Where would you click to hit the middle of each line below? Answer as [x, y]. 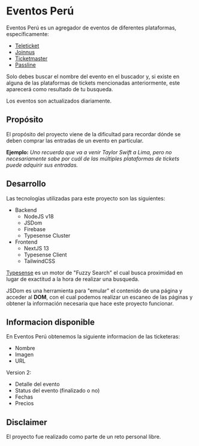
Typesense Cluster [47, 235]
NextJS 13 [36, 248]
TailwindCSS [40, 261]
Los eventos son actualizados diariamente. [59, 101]
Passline [25, 65]
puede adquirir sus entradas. [42, 165]
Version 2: [19, 373]
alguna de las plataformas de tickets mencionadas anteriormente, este [93, 83]
